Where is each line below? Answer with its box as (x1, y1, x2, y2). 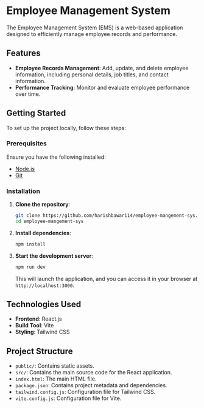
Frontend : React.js (15, 315, 62, 322)
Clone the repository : (15, 201, 71, 208)
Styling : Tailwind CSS (15, 328, 70, 336)
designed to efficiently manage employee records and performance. (6, 30, 178, 37)
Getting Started (6, 108, 66, 118)
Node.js (15, 165, 35, 172)
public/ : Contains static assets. (15, 362, 94, 370)
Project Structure (6, 346, 73, 356)
